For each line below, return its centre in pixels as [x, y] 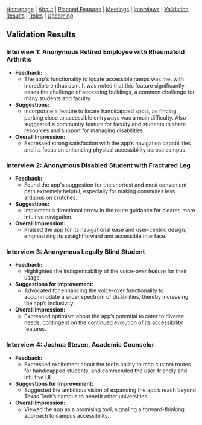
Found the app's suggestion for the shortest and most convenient [105, 185]
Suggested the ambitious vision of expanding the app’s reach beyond [110, 390]
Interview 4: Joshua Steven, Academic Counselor [80, 345]
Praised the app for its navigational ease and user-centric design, [105, 229]
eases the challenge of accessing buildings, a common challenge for [109, 92]
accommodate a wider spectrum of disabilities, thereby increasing [106, 297]
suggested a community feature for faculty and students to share [105, 124]
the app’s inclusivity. [49, 303]
